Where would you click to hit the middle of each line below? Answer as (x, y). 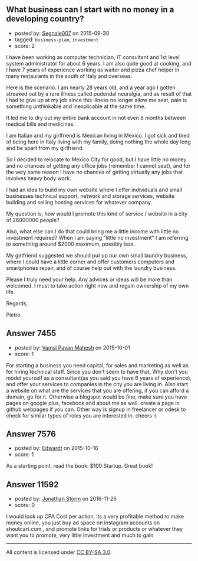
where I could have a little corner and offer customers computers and (90, 262)
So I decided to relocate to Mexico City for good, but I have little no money (96, 159)
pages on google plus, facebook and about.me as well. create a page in (93, 403)
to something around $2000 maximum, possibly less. (71, 244)
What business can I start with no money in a (90, 10)
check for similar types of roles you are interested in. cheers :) (82, 415)
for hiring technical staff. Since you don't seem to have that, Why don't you (97, 371)
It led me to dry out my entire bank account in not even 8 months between (96, 118)
